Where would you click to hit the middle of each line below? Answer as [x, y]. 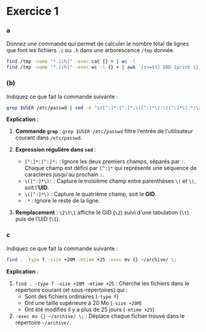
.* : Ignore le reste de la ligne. [62, 201]
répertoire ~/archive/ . [43, 322]
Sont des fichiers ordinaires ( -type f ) [71, 296]
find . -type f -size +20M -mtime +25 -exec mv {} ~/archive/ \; [91, 260]
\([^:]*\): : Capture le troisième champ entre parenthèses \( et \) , [110, 181]
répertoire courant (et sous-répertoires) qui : [71, 290]
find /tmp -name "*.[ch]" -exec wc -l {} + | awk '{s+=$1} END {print [98, 68]
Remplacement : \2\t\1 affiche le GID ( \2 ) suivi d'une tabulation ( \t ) [102, 212]
